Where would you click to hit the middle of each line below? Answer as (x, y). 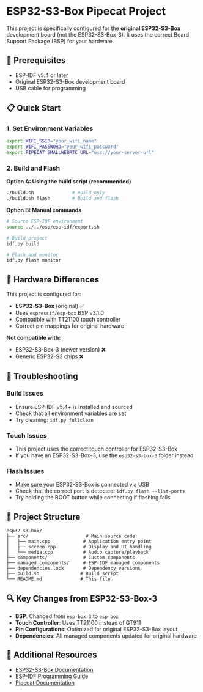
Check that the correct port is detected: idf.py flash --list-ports (100, 491)
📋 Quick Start (34, 108)
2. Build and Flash (33, 168)
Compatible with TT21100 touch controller (68, 320)
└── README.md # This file (59, 579)
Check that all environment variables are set (71, 413)
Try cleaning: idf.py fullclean (54, 419)
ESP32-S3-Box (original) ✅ (50, 306)
